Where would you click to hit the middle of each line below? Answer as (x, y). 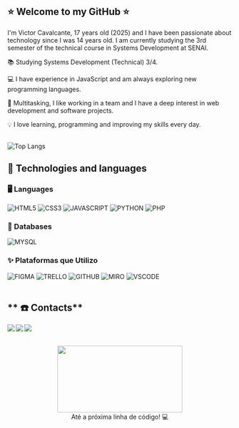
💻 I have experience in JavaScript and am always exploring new (102, 79)
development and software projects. (61, 110)
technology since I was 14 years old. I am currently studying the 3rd (107, 40)
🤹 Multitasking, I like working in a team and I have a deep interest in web (113, 103)
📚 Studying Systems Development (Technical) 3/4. (83, 62)
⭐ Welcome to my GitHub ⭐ (68, 12)
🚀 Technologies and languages (77, 168)
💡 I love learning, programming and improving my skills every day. (104, 124)
